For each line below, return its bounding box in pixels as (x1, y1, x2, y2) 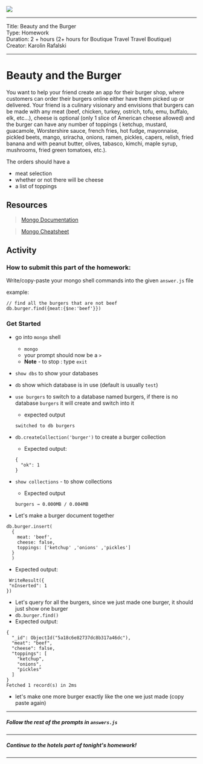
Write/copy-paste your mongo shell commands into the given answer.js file (6, 277, 194, 284)
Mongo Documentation (21, 216, 79, 223)
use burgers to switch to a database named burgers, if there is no (14, 393, 178, 400)
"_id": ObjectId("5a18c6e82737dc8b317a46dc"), (11, 634, 131, 641)
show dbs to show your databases (14, 369, 98, 377)
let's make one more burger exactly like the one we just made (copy (14, 693, 184, 700)
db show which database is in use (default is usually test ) (14, 381, 158, 389)
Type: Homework (6, 29, 50, 36)
